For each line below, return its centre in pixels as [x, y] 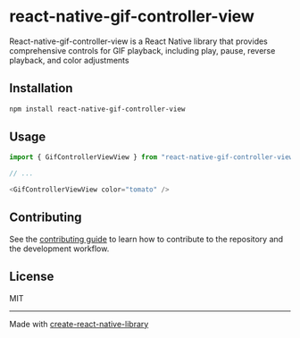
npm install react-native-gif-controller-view [97, 109]
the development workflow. [59, 249]
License [32, 277]
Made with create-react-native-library [79, 324]
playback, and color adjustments [69, 60]
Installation [41, 88]
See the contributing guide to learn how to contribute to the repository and [146, 239]
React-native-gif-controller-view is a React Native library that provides [138, 41]
